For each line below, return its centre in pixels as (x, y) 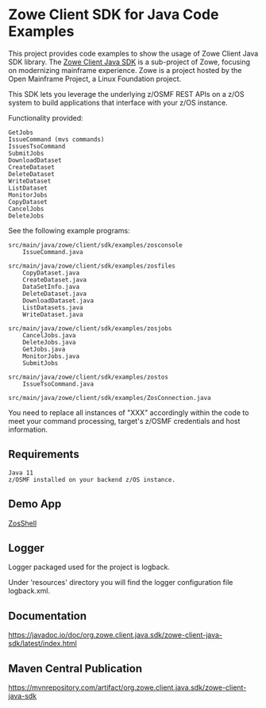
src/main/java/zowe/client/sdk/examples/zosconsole (95, 245)
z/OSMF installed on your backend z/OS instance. (92, 479)
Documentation (48, 616)
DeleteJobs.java (50, 342)
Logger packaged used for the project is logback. (89, 567)
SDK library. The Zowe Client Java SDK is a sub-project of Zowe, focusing (129, 62)
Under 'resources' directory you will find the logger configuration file (121, 583)
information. (28, 429)
